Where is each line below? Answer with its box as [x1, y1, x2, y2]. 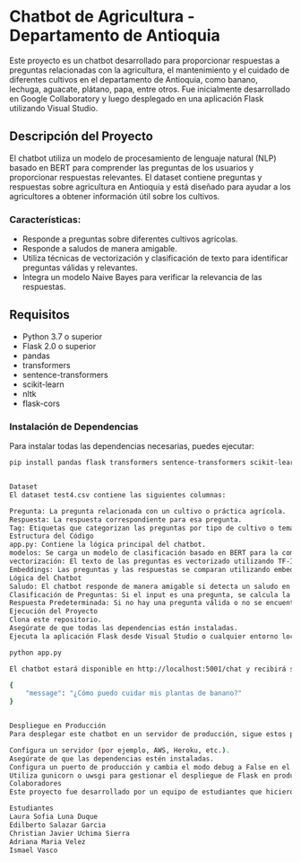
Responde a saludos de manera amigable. [21, 243, 177, 254]
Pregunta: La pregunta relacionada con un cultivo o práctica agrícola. [9, 506, 287, 515]
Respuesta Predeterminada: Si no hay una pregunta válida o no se [9, 599, 262, 608]
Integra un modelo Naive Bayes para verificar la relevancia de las [21, 272, 262, 283]
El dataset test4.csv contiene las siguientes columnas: [9, 490, 227, 499]
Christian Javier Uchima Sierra [9, 829, 130, 838]
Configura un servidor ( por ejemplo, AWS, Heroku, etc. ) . [9, 745, 230, 755]
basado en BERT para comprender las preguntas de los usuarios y [9, 162, 254, 172]
